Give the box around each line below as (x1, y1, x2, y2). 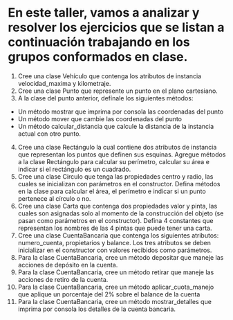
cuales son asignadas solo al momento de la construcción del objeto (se (17, 209, 224, 217)
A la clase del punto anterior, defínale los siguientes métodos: (17, 94, 194, 102)
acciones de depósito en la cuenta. (17, 260, 118, 269)
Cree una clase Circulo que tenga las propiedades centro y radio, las (17, 172, 214, 181)
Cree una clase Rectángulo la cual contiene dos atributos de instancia (17, 143, 217, 151)
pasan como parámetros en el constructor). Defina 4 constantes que (17, 216, 214, 224)
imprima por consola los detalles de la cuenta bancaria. (17, 305, 176, 313)
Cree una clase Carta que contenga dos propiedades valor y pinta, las (17, 202, 218, 210)
